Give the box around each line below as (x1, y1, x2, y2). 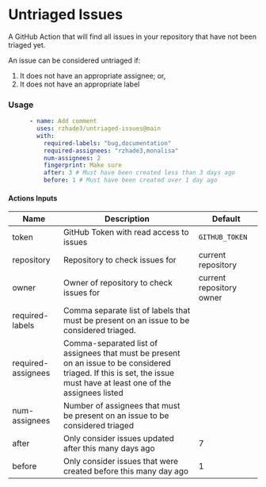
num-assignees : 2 (43, 154, 101, 162)
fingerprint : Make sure (43, 161, 123, 170)
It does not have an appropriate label (19, 79, 140, 89)
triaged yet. (8, 40, 46, 49)
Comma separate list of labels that (63, 305, 191, 316)
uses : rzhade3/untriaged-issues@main (36, 125, 161, 132)
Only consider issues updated (63, 433, 174, 444)
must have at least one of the (63, 378, 172, 389)
